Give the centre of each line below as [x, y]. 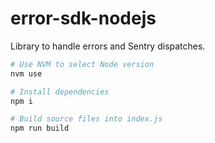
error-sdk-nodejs [83, 18]
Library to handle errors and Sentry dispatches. [108, 46]
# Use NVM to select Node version [82, 64]
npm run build [40, 128]
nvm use [26, 73]
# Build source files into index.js [86, 119]
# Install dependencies [60, 92]
